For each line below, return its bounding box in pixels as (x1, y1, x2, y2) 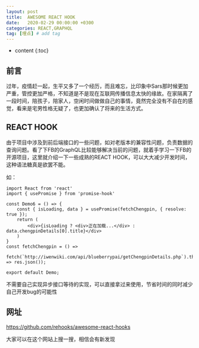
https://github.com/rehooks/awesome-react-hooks (6, 323, 131, 330)
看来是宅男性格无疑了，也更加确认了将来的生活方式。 (16, 104, 146, 111)
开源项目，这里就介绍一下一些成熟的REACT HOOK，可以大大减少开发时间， (6, 154, 191, 161)
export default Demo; (6, 269, 60, 276)
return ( (17, 216, 38, 222)
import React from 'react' (6, 185, 73, 191)
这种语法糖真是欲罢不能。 (6, 161, 69, 168)
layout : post (6, 8, 38, 15)
